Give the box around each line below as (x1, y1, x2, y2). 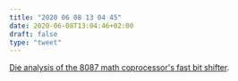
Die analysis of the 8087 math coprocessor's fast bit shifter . (9, 62, 230, 73)
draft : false (9, 29, 58, 38)
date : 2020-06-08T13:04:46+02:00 (9, 21, 134, 30)
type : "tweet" (9, 37, 63, 47)
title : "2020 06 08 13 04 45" (9, 12, 123, 22)
